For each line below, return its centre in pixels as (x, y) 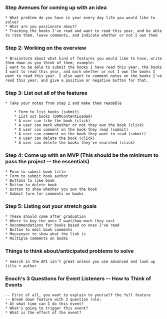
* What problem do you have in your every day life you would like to (80, 18)
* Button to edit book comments (39, 230)
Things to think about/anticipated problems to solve (69, 251)
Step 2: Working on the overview (46, 48)
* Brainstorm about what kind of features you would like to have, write (84, 58)
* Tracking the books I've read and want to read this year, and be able (84, 31)
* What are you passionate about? (41, 27)
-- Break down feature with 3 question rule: (53, 299)
